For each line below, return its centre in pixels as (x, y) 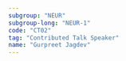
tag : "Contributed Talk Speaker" (64, 38)
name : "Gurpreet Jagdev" (49, 45)
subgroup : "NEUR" (37, 15)
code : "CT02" (30, 30)
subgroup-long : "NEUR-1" (49, 23)
